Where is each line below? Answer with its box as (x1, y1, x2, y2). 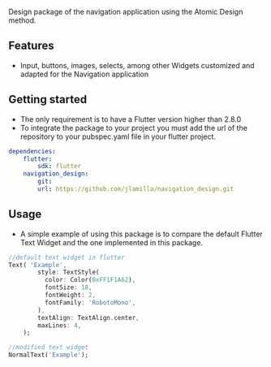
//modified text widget (8, 343, 89, 352)
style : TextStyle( (37, 268, 100, 277)
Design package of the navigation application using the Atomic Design (8, 7, 243, 16)
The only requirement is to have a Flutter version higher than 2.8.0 (19, 114, 242, 124)
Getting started (8, 93, 88, 106)
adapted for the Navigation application (19, 69, 149, 79)
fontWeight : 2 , (44, 291, 96, 300)
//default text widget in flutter (8, 253, 126, 261)
